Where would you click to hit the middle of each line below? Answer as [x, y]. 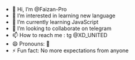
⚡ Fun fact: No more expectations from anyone [70, 50]
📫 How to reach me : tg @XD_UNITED [60, 35]
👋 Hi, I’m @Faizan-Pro [39, 9]
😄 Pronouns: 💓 [31, 44]
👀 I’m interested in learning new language [64, 16]
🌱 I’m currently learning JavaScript [55, 22]
